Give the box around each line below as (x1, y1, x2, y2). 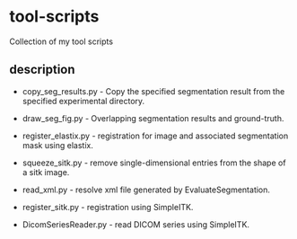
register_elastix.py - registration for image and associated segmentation (22, 130, 289, 141)
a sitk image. (22, 166, 70, 177)
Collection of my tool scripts (9, 36, 114, 47)
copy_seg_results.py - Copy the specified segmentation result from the (22, 85, 285, 96)
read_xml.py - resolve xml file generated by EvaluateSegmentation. (22, 184, 271, 195)
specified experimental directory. (22, 95, 145, 106)
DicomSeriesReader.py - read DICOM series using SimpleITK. (22, 218, 249, 230)
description (9, 62, 75, 77)
